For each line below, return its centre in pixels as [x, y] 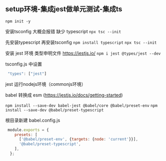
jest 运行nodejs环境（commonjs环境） [46, 84]
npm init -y [18, 21]
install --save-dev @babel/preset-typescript [54, 110]
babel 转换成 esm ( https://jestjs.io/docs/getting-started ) [64, 95]
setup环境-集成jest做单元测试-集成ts [64, 9]
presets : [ [26, 134]
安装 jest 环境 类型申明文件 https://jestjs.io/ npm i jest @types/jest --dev [83, 53]
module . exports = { [28, 130]
